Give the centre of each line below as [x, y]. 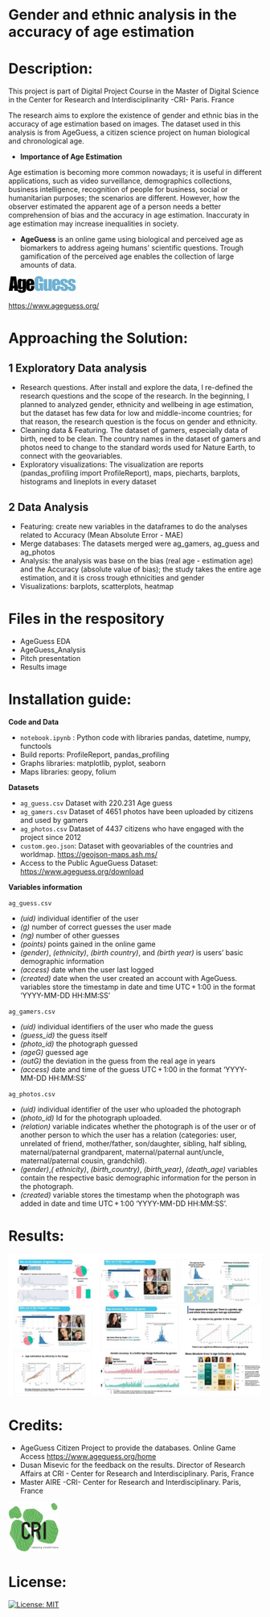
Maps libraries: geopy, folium [68, 771]
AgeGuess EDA [45, 641]
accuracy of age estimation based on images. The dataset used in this [125, 124]
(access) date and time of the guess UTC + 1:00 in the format [121, 1069]
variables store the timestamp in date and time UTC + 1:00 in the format [137, 987]
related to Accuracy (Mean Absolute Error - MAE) [101, 534]
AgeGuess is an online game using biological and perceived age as [131, 239]
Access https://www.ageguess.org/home [88, 1457]
